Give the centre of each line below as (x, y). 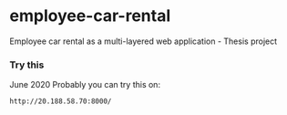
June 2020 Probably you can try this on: (85, 85)
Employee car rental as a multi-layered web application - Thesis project (143, 41)
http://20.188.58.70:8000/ (61, 101)
